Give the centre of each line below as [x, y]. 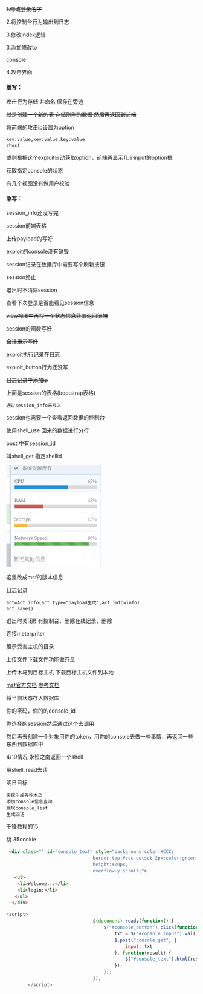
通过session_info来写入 [34, 406]
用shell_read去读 [27, 770]
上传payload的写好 [30, 239]
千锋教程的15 [22, 827]
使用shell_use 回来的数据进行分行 [48, 430]
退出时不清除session [32, 290]
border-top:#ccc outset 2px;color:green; [146, 858]
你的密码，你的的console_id [41, 711]
